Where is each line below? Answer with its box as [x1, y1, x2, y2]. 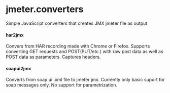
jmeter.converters [6, 4, 84, 15]
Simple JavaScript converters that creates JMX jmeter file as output [6, 20, 148, 26]
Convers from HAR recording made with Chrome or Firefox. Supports [6, 43, 150, 49]
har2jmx [6, 32, 24, 38]
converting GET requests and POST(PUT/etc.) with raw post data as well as [6, 49, 163, 55]
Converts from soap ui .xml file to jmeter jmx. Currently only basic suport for [6, 77, 165, 83]
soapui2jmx [6, 65, 31, 71]
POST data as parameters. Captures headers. [6, 54, 101, 60]
